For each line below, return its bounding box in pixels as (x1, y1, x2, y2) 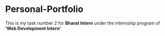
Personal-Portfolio (5, 3, 83, 15)
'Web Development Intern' (5, 25, 61, 31)
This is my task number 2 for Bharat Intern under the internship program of (5, 20, 160, 26)
